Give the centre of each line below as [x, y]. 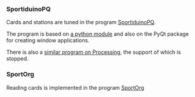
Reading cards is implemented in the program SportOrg [75, 87]
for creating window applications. [48, 41]
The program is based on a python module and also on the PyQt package [98, 34]
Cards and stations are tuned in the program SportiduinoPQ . [81, 22]
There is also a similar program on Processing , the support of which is [94, 52]
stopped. [18, 59]
